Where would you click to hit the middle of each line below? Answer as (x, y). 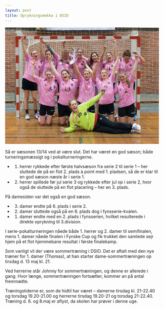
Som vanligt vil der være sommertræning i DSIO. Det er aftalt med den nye (80, 251)
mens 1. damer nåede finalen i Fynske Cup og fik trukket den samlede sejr (79, 236)
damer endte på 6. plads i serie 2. (53, 206)
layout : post (18, 10)
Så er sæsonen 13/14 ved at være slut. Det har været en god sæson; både (79, 152)
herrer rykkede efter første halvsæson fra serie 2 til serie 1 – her (83, 166)
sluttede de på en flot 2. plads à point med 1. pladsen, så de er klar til (89, 172)
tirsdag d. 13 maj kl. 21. (28, 261)
